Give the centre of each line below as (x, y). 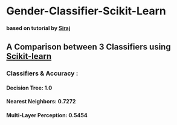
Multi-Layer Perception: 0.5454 (47, 115)
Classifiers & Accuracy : (42, 73)
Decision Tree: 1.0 (29, 88)
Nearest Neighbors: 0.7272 (41, 102)
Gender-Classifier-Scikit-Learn (86, 11)
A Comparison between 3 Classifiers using (88, 47)
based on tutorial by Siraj (38, 28)
